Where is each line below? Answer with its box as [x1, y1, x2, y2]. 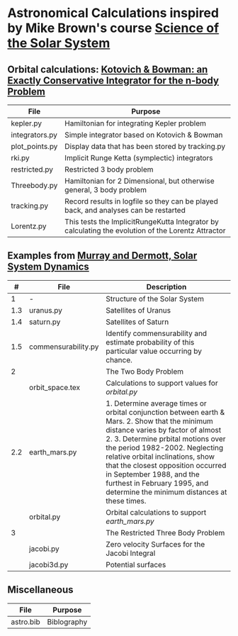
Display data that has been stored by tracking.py [64, 142, 226, 151]
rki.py [11, 153, 30, 162]
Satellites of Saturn [106, 317, 169, 327]
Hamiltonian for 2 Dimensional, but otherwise [64, 176, 215, 186]
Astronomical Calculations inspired [7, 5, 220, 21]
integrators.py [11, 130, 58, 140]
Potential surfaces [106, 559, 166, 569]
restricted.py [11, 164, 53, 174]
